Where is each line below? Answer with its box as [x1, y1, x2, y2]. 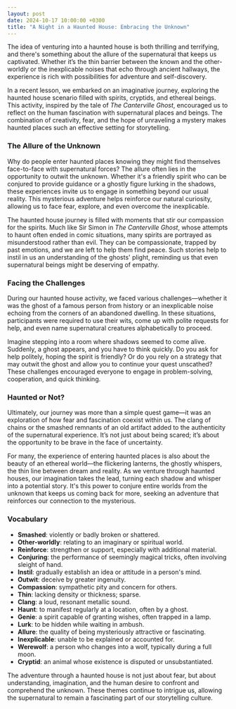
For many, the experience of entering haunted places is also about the [7, 452, 210, 461]
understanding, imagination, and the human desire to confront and [7, 678, 199, 686]
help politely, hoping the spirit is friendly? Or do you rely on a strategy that [7, 352, 222, 361]
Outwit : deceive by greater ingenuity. [17, 575, 126, 584]
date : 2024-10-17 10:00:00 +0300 [7, 17, 105, 24]
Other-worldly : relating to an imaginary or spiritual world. [17, 537, 184, 546]
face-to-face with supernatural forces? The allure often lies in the [7, 165, 197, 173]
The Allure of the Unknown [7, 141, 100, 151]
